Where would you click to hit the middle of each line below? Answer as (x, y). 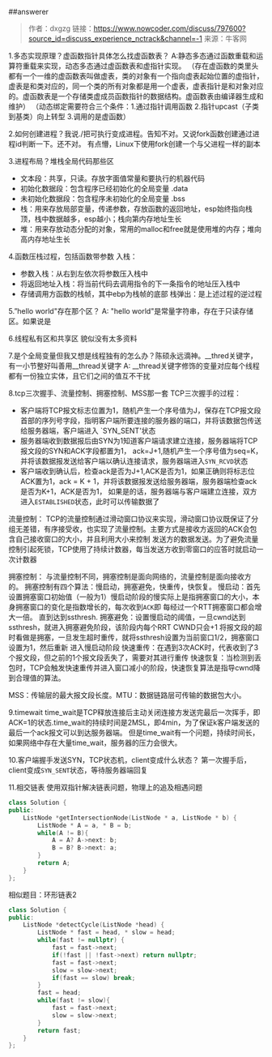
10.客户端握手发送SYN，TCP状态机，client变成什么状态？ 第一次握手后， (130, 760)
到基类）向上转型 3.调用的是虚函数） (70, 116)
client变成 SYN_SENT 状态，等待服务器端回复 (78, 770)
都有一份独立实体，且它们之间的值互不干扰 (79, 376)
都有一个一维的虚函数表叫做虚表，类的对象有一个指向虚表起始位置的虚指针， (136, 76)
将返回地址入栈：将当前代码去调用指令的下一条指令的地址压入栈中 (130, 284)
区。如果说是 (30, 321)
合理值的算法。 (40, 678)
